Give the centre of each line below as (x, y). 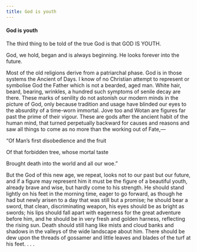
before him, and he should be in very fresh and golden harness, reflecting (96, 218)
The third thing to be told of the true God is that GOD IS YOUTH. (83, 43)
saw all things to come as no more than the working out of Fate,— (86, 129)
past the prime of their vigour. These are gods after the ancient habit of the (97, 116)
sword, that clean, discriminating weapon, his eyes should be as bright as (95, 206)
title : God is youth (32, 12)
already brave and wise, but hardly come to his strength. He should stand (95, 187)
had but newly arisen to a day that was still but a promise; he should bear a (97, 200)
